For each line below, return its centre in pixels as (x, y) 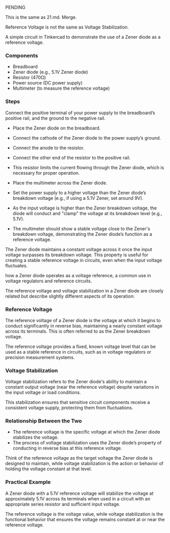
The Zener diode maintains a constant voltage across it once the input (79, 249)
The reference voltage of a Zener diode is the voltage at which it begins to (83, 320)
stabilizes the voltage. (36, 437)
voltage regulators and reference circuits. (49, 281)
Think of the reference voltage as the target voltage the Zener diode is (79, 458)
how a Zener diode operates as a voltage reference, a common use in (78, 275)
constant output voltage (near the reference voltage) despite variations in (82, 387)
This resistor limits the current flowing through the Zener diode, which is (88, 167)
